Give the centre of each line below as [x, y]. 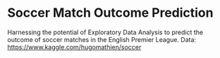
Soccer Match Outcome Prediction [110, 13]
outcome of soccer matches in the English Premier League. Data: [102, 39]
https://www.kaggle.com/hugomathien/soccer [74, 47]
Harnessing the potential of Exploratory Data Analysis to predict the [105, 32]
